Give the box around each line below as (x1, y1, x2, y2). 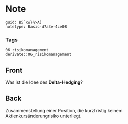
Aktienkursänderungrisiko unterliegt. (5, 113, 82, 119)
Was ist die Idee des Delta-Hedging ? (5, 79, 83, 85)
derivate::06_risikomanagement (5, 52, 72, 57)
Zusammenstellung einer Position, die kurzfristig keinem (5, 107, 123, 113)
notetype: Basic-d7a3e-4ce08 (5, 24, 67, 29)
